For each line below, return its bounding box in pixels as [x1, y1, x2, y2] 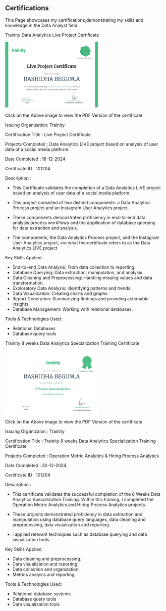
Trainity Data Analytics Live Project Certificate [5, 32, 99, 38]
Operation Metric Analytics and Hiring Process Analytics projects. [12, 502, 147, 508]
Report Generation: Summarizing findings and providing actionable [12, 295, 149, 301]
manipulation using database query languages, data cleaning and [12, 517, 146, 522]
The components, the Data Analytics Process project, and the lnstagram [12, 235, 160, 240]
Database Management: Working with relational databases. [12, 306, 133, 312]
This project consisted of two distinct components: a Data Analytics [12, 199, 151, 205]
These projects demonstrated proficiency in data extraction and [12, 511, 143, 517]
